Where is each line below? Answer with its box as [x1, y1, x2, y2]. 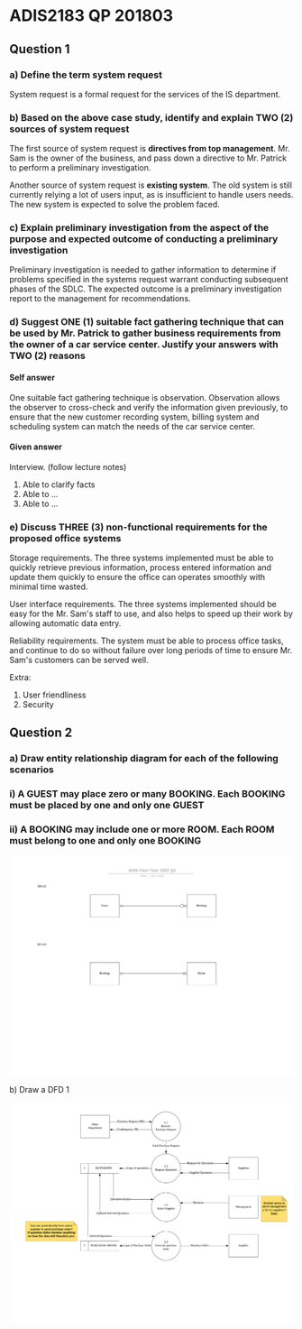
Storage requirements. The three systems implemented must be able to [9, 552, 274, 564]
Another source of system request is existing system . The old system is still [9, 180, 293, 190]
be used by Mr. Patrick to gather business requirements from [9, 327, 281, 339]
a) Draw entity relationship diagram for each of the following [9, 752, 279, 765]
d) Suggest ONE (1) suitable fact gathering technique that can [9, 316, 284, 328]
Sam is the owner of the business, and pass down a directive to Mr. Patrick [9, 152, 287, 163]
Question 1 [9, 42, 70, 57]
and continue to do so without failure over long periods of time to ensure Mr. [9, 645, 293, 656]
